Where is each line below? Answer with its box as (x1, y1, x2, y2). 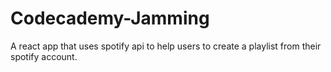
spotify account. (10, 50, 78, 62)
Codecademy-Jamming (10, 7, 210, 30)
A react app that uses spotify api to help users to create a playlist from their (10, 40, 322, 52)
